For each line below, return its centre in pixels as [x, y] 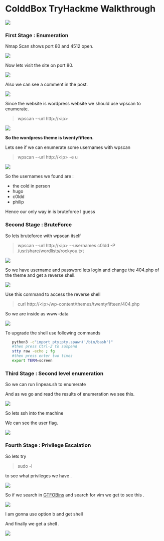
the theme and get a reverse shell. [41, 275]
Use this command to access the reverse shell [53, 294]
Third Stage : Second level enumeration [54, 373]
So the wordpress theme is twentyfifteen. [50, 138]
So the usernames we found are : [40, 176]
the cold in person [31, 186]
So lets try [16, 456]
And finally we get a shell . [32, 523]
